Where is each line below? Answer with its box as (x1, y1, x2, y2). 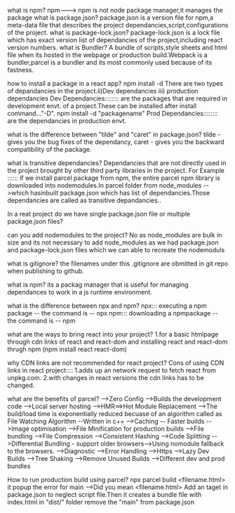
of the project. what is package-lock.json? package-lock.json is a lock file (7, 28, 220, 37)
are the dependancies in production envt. (7, 117, 127, 125)
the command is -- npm (7, 316, 76, 325)
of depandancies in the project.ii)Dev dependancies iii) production (7, 87, 199, 95)
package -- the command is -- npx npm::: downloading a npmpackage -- (7, 309, 219, 317)
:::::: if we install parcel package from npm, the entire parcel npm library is (7, 174, 221, 182)
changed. (7, 381, 35, 389)
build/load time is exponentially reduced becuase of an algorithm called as (7, 410, 222, 417)
